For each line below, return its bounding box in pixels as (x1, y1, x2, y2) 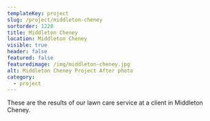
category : (7, 73, 36, 81)
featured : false (7, 55, 54, 62)
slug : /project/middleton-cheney (7, 16, 103, 23)
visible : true (7, 42, 48, 49)
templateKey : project (7, 10, 69, 17)
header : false (7, 49, 48, 55)
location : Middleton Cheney (7, 36, 88, 42)
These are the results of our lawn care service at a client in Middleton (7, 98, 204, 107)
